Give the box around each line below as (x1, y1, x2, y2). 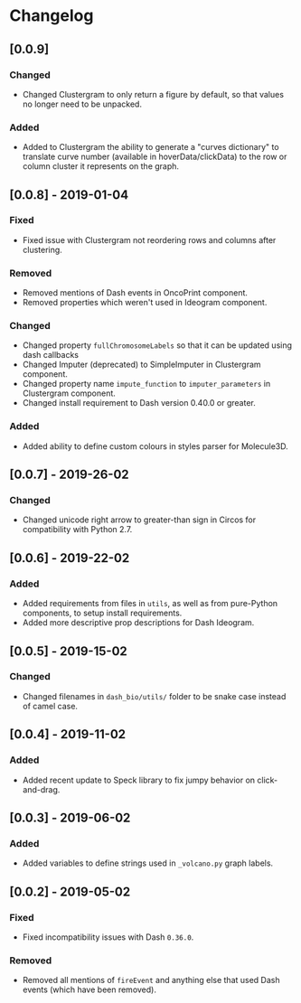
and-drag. (22, 783, 61, 795)
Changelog (9, 5, 94, 26)
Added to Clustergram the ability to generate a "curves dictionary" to (22, 142, 279, 153)
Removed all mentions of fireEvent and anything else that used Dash (22, 975, 280, 986)
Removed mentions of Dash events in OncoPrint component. (22, 287, 249, 298)
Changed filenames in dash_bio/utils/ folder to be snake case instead (22, 690, 287, 701)
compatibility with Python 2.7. (22, 524, 133, 535)
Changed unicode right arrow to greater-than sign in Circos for (22, 514, 257, 525)
